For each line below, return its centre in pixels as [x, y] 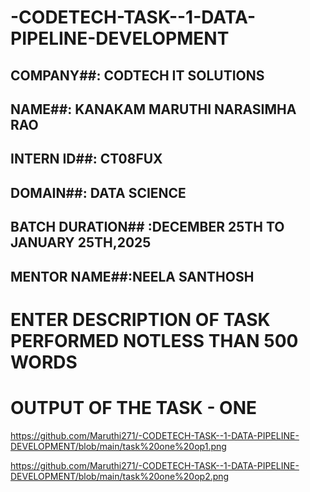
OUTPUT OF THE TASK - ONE [134, 407]
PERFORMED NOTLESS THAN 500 [154, 340]
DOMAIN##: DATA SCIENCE [98, 192]
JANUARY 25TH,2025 [81, 242]
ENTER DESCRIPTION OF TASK [140, 319]
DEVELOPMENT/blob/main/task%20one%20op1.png [118, 446]
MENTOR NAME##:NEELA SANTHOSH [132, 276]
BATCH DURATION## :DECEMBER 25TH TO [147, 227]
